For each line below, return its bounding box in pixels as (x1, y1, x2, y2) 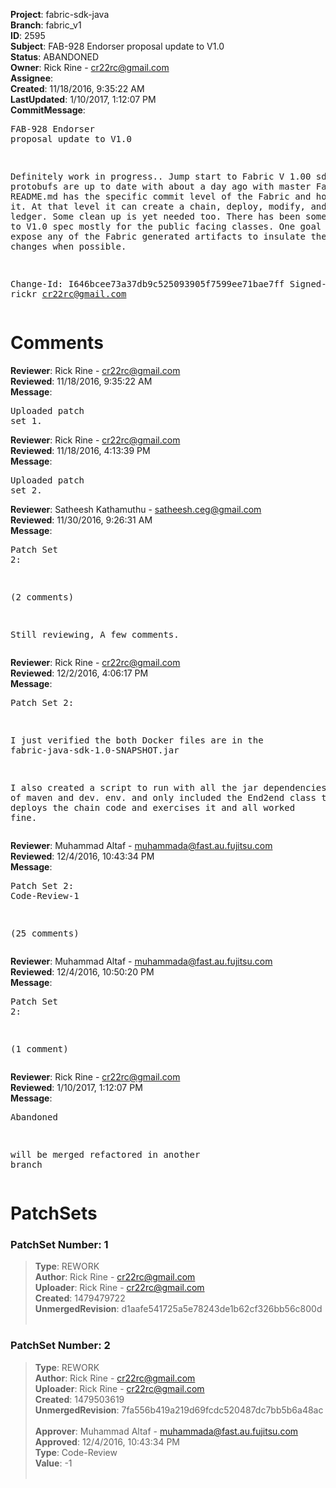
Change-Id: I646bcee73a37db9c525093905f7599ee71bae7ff (10, 279, 285, 289)
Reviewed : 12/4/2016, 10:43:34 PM (10, 850, 155, 862)
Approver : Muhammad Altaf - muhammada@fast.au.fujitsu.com (34, 1425, 299, 1437)
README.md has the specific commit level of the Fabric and (10, 191, 312, 202)
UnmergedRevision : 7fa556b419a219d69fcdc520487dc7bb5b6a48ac (34, 1404, 324, 1416)
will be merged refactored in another (10, 1149, 201, 1160)
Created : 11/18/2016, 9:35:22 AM (10, 83, 145, 94)
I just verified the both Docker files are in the (10, 734, 264, 746)
